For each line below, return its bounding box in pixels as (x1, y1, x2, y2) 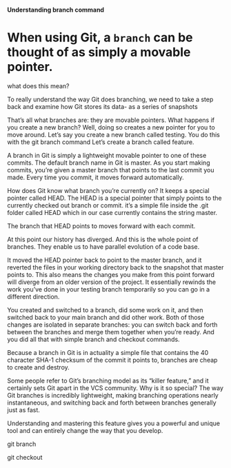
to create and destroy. (7, 363, 70, 372)
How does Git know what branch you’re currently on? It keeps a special (7, 186, 210, 194)
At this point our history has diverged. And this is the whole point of (7, 235, 199, 243)
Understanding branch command (7, 6, 105, 14)
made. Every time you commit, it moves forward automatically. (7, 173, 184, 181)
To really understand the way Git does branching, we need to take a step (7, 95, 214, 103)
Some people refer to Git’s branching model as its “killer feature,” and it (7, 376, 209, 385)
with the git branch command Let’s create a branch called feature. (7, 138, 194, 146)
